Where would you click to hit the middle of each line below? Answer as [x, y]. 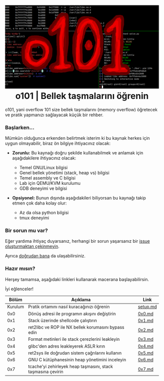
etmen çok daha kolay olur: [39, 203]
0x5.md [146, 353]
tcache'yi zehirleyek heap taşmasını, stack [71, 367]
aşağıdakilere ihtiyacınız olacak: [44, 158]
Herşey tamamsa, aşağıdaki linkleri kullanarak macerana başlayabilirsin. [77, 279]
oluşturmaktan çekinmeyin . [32, 246]
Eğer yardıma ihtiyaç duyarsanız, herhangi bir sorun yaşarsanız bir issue [78, 241]
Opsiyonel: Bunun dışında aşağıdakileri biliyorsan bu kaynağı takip [79, 198]
